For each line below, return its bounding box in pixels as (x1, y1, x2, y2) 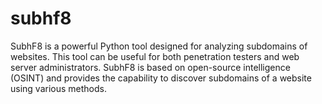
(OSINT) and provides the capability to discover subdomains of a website (10, 72, 312, 84)
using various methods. (10, 82, 107, 94)
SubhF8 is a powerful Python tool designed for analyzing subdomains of (10, 40, 308, 52)
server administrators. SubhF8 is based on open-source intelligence (10, 61, 291, 73)
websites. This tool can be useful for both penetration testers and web (10, 50, 300, 62)
